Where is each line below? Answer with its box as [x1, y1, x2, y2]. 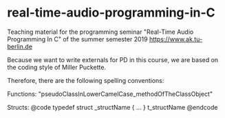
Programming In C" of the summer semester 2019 [7, 35, 148, 43]
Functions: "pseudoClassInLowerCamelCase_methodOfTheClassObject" [7, 90, 213, 98]
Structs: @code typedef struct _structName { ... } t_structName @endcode [7, 103, 218, 111]
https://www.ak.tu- [149, 35, 203, 43]
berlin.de [7, 42, 33, 50]
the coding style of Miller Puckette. [7, 63, 107, 71]
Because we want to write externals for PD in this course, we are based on [7, 55, 219, 63]
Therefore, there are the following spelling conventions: [7, 76, 164, 84]
